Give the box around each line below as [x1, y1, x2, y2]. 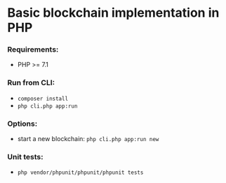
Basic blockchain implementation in [7, 5, 220, 21]
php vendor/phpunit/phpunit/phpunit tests [17, 169, 144, 176]
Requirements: [7, 45, 59, 54]
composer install [17, 95, 69, 102]
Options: [7, 119, 38, 129]
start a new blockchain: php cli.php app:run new [17, 135, 159, 143]
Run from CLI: [7, 78, 55, 88]
